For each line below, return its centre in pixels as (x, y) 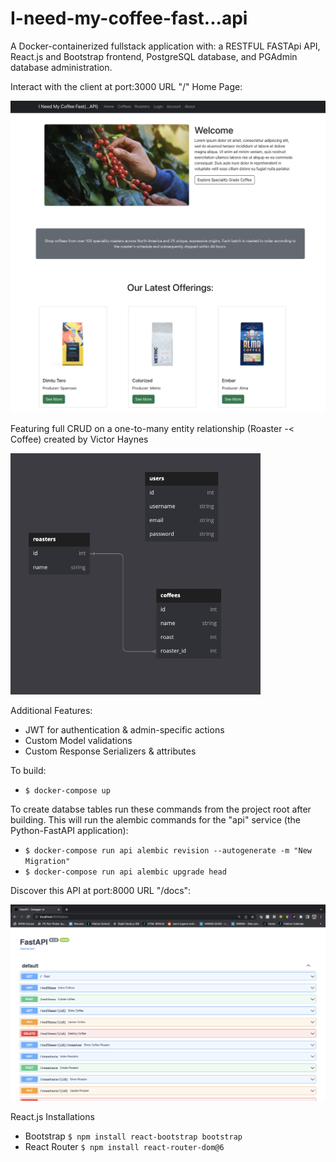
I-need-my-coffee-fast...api (129, 18)
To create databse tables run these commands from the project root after (161, 809)
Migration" (47, 861)
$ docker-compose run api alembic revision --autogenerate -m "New (168, 850)
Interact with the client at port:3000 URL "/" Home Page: (126, 86)
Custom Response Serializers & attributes (110, 751)
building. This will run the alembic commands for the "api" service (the (155, 819)
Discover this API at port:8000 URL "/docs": (101, 890)
